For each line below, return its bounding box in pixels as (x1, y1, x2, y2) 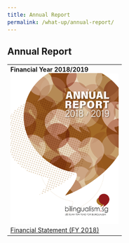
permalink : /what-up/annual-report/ (7, 18, 114, 26)
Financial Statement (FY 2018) (10, 226, 100, 235)
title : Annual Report (7, 11, 71, 18)
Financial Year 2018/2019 (10, 65, 89, 74)
